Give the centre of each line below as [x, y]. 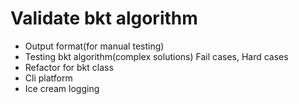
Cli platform [48, 78]
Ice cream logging [62, 88]
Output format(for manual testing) [94, 46]
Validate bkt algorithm [104, 18]
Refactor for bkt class [69, 67]
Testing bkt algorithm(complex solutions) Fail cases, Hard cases [156, 56]
